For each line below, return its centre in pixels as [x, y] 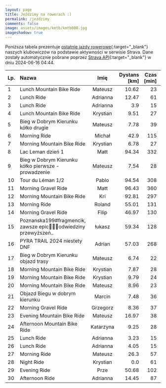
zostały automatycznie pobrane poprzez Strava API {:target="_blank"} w [78, 57]
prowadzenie [35, 172]
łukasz [102, 227]
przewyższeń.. [37, 233]
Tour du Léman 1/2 [42, 180]
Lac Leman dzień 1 [42, 152]
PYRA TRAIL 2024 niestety [51, 241]
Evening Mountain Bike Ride [52, 316]
